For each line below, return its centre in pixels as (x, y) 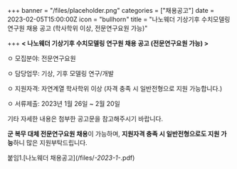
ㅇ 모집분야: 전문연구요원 (42, 58)
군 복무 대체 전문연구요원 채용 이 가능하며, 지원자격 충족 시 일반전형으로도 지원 (114, 134)
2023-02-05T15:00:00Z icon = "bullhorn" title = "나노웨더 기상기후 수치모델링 (119, 19)
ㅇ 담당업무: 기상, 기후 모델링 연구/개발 (60, 73)
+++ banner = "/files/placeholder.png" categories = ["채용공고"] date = (111, 10)
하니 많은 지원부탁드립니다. (50, 143)
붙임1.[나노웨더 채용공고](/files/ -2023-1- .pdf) (71, 158)
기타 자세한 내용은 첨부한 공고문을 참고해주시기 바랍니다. (85, 119)
